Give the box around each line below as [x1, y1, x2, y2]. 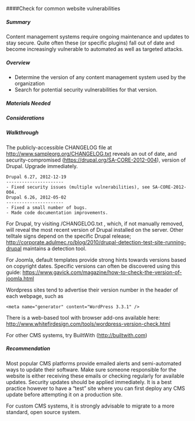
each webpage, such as [6, 292, 64, 299]
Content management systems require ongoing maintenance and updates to [6, 33, 190, 40]
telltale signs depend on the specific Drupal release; [6, 232, 131, 239]
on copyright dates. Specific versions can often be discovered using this [6, 262, 180, 269]
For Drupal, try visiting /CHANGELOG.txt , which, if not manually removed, [6, 220, 184, 227]
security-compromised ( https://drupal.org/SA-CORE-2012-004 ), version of [6, 156, 186, 163]
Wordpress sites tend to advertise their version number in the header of [6, 286, 178, 293]
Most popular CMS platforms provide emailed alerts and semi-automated [6, 360, 182, 367]
